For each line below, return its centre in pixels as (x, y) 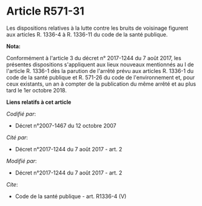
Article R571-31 (45, 11)
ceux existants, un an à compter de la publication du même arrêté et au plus (101, 84)
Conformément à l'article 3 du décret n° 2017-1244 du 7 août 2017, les (94, 58)
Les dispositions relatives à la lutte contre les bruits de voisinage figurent (97, 28)
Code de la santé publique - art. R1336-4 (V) (71, 196)
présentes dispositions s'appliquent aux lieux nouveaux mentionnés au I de (100, 64)
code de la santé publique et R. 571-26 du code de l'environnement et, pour (101, 77)
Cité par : (17, 137)
